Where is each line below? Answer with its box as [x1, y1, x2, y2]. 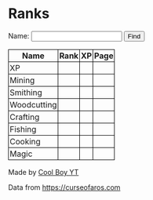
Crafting [9, 111, 40, 122]
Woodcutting [9, 99, 57, 110]
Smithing [9, 87, 42, 98]
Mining [9, 75, 35, 85]
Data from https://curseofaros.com [8, 182, 121, 192]
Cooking [9, 136, 41, 147]
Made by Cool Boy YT [8, 167, 79, 176]
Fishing [9, 123, 37, 134]
